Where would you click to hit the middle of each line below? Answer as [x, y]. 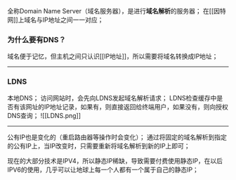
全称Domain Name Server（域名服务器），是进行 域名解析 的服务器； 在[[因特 [117, 11]
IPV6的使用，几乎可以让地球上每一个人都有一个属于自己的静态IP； [103, 169]
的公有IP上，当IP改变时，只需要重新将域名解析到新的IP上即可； [99, 146]
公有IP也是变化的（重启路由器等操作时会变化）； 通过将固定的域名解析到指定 [117, 137]
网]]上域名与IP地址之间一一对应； [55, 20]
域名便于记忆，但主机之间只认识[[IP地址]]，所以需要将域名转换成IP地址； [113, 56]
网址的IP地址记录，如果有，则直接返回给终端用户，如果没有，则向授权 [127, 107]
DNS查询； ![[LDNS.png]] [44, 115]
